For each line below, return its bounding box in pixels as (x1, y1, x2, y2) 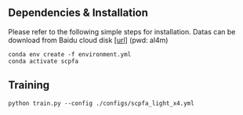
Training (8, 78, 50, 92)
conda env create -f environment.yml (8, 50, 132, 58)
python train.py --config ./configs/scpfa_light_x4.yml (8, 99, 194, 107)
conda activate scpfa (8, 57, 79, 65)
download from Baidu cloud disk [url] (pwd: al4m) (8, 35, 169, 45)
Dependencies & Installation (8, 6, 149, 20)
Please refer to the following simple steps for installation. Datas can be (8, 27, 236, 36)
